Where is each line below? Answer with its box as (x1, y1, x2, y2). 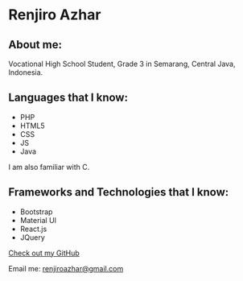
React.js (19, 224, 47, 233)
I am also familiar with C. (8, 162, 90, 171)
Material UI (19, 215, 57, 225)
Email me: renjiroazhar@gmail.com (8, 263, 124, 273)
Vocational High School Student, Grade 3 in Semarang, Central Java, (8, 59, 236, 68)
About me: (8, 38, 63, 52)
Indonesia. (8, 68, 43, 77)
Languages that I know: (8, 91, 129, 105)
